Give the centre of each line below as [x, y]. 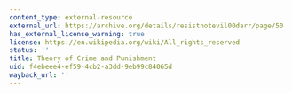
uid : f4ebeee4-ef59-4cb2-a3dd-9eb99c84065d [91, 67]
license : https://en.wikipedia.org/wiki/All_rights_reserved [125, 42]
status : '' [29, 50]
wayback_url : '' [39, 75]
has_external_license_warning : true [77, 34]
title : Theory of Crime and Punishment [83, 58]
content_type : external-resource [71, 17]
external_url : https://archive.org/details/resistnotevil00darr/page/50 [146, 26]
